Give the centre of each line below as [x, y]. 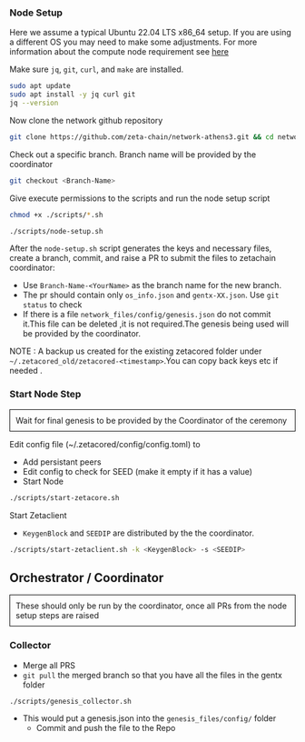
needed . [26, 371]
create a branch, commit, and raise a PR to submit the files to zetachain [143, 258]
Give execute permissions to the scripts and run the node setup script [140, 198]
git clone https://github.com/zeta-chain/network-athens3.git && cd [142, 137]
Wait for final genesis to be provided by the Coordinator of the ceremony [152, 420]
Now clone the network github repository [86, 120]
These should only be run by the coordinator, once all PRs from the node [152, 606]
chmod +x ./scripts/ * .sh [56, 215]
